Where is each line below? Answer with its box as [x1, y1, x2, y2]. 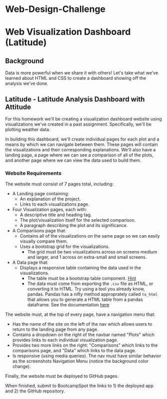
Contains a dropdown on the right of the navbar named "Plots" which [12, 332, 155, 338]
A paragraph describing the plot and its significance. [19, 223, 128, 229]
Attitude [5, 103, 31, 111]
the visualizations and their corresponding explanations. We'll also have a [5, 147, 156, 152]
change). [12, 364, 31, 370]
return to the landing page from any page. [12, 326, 99, 332]
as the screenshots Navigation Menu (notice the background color [12, 358, 149, 364]
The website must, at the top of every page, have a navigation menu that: [5, 311, 156, 317]
